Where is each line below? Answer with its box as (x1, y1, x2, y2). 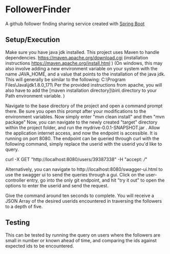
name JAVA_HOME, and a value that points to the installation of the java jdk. (5, 71, 165, 77)
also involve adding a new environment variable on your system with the (5, 65, 158, 71)
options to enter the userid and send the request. (5, 182, 109, 188)
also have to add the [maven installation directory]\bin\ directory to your (5, 87, 157, 93)
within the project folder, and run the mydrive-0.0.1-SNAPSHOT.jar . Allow (5, 124, 160, 130)
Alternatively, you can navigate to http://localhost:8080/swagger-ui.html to (5, 166, 163, 172)
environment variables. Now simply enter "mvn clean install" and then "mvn (5, 113, 165, 120)
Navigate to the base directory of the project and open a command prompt (5, 103, 163, 109)
